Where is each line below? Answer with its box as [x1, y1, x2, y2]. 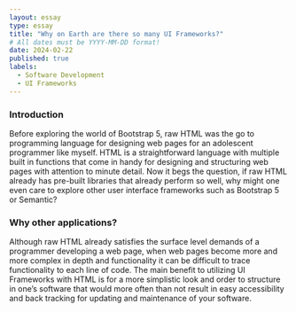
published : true [9, 54, 69, 63]
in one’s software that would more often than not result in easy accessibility [9, 284, 285, 294]
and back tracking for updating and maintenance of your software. [9, 293, 253, 304]
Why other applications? [9, 216, 118, 229]
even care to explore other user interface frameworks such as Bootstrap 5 [9, 184, 280, 195]
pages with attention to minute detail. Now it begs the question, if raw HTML [9, 166, 288, 176]
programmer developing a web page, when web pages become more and [9, 246, 277, 257]
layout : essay [9, 12, 62, 22]
